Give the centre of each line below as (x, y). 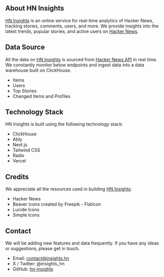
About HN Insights (35, 8)
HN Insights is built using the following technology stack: (64, 124)
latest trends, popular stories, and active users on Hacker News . (72, 31)
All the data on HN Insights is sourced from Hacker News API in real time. (81, 59)
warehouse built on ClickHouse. (38, 70)
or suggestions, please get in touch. (42, 249)
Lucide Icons (26, 210)
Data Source (25, 47)
